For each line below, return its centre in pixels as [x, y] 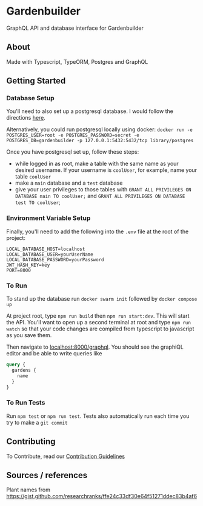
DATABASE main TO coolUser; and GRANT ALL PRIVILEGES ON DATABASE [100, 196]
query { [16, 365]
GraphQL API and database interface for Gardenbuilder [75, 28]
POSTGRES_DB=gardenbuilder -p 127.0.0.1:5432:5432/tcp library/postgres [100, 141]
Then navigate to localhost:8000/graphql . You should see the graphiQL [95, 347]
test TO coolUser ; [38, 202]
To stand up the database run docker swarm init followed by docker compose [102, 299]
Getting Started [36, 81]
